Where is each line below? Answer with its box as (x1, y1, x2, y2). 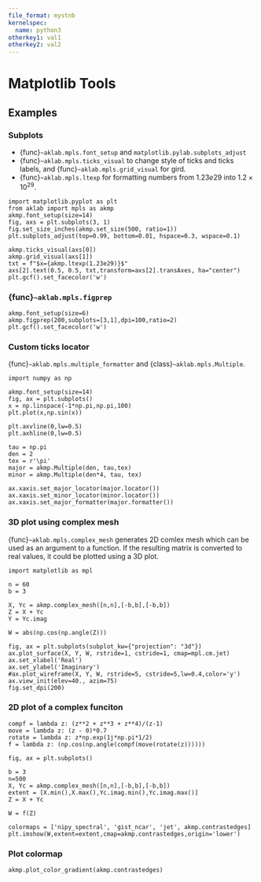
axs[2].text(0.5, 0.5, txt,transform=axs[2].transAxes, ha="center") (8, 266, 241, 274)
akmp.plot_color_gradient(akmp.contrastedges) (8, 866, 164, 874)
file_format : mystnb (8, 11, 76, 20)
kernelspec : (8, 19, 47, 27)
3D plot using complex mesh (8, 517, 119, 528)
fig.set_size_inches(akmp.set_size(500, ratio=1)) (8, 225, 178, 233)
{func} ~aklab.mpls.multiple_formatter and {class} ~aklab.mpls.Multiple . (8, 359, 245, 369)
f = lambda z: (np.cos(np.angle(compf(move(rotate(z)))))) (8, 740, 206, 748)
